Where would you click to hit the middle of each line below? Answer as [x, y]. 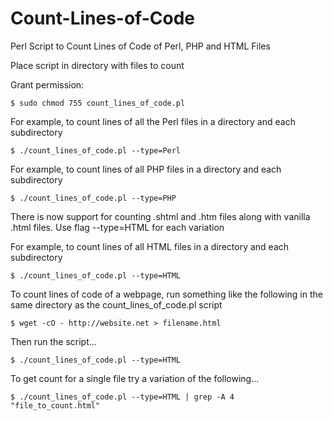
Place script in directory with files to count [97, 65]
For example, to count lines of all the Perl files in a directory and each [153, 121]
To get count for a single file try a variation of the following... [135, 378]
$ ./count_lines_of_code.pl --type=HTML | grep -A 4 [122, 397]
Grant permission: [47, 84]
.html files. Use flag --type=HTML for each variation [117, 227]
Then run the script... [53, 341]
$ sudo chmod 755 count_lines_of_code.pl [98, 103]
